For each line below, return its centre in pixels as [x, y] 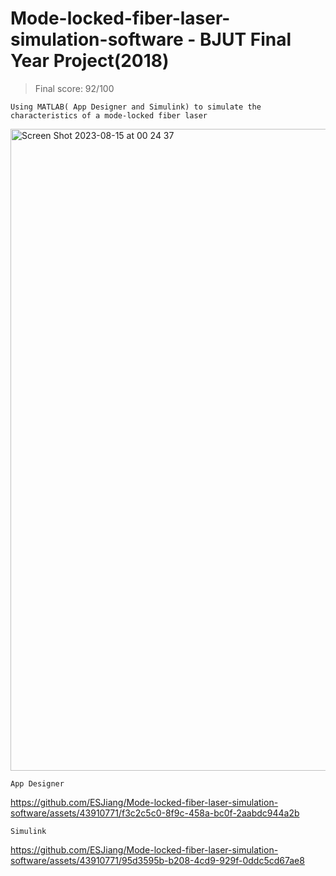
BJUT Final [245, 39]
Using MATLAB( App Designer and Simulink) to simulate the [136, 107]
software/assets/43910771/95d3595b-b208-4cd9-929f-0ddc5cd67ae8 [157, 860]
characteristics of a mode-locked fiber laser [109, 115]
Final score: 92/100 [74, 88]
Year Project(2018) [90, 61]
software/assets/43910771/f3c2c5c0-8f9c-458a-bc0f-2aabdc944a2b [155, 813]
